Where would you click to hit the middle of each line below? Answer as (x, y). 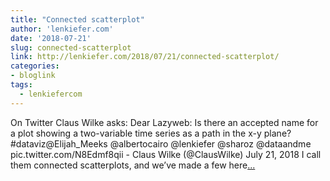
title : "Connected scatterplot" (77, 19)
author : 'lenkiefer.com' (62, 29)
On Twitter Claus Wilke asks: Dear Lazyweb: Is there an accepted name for (164, 122)
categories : (35, 66)
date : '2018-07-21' (51, 38)
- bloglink (33, 76)
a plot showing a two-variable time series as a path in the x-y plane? (151, 133)
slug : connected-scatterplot (71, 47)
